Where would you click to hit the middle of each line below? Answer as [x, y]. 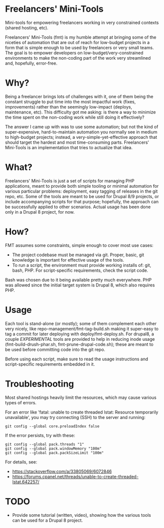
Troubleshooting [40, 384]
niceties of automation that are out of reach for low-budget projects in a [78, 42]
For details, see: [21, 462]
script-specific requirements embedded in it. [50, 364]
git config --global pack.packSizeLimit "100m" [55, 453]
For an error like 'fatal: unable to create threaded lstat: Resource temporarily [82, 412]
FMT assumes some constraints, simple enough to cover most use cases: [79, 245]
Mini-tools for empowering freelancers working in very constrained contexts [82, 22]
